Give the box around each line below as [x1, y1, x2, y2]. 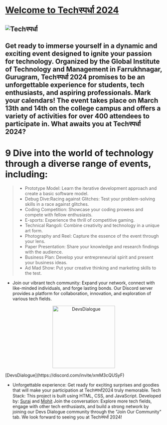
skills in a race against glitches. [24, 201, 89, 207]
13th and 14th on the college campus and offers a [5, 104, 161, 112]
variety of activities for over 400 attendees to [5, 112, 150, 120]
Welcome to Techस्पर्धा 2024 [5, 4, 119, 16]
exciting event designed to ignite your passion [5, 49, 152, 58]
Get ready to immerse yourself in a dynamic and [5, 41, 158, 50]
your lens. [24, 238, 46, 244]
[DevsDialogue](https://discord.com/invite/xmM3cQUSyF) [5, 372, 125, 378]
